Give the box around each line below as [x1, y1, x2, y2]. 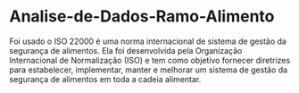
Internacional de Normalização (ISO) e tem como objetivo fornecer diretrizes [9, 55, 291, 65]
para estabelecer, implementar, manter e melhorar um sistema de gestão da [9, 64, 288, 75]
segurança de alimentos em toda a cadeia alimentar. [9, 73, 202, 84]
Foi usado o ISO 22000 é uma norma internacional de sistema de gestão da [9, 36, 287, 46]
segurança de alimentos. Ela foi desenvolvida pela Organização [9, 45, 243, 55]
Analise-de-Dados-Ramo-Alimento [9, 6, 275, 27]
